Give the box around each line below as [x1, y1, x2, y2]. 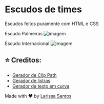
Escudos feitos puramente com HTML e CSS [5, 20, 99, 27]
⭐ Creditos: [5, 56, 41, 65]
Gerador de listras [12, 77, 51, 84]
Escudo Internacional [5, 40, 50, 47]
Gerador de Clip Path [12, 72, 57, 78]
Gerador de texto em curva [12, 83, 70, 89]
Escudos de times [5, 4, 82, 15]
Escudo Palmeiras [5, 30, 43, 36]
